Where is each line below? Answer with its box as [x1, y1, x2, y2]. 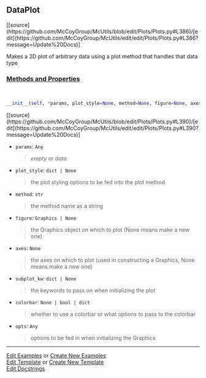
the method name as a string [30, 202, 103, 209]
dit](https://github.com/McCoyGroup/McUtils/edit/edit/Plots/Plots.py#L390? [6, 124, 199, 131]
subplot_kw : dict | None [15, 274, 77, 282]
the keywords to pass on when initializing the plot [30, 287, 156, 294]
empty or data [30, 155, 67, 162]
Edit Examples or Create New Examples [6, 352, 106, 359]
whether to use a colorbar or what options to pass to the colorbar [30, 310, 196, 318]
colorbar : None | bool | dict [15, 298, 90, 306]
